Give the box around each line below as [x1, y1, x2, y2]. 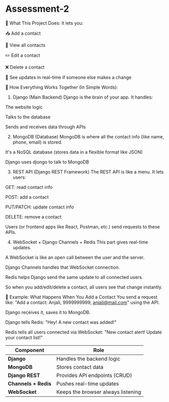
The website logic [5, 104, 43, 110]
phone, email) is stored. [12, 139, 63, 145]
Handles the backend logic [56, 355, 121, 362]
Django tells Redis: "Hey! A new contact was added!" [5, 319, 116, 325]
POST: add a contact [5, 194, 49, 200]
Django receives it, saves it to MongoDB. [5, 309, 91, 315]
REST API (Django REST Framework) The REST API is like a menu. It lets [12, 169, 164, 175]
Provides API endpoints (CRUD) [56, 371, 132, 379]
